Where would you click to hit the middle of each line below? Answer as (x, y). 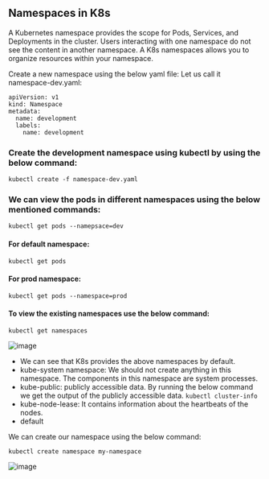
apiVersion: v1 (34, 97)
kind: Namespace (35, 104)
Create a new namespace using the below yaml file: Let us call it (114, 74)
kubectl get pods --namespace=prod (68, 296)
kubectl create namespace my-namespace (75, 452)
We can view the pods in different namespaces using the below (134, 200)
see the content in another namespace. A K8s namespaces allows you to (129, 50)
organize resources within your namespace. (81, 58)
